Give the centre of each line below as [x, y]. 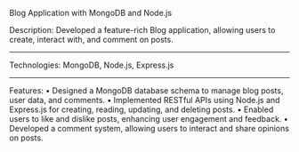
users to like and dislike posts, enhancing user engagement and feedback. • [149, 119]
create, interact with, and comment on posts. [91, 40]
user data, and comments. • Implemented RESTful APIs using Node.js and [145, 100]
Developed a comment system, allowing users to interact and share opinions [149, 128]
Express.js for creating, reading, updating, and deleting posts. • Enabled [141, 109]
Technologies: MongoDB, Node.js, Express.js [92, 65]
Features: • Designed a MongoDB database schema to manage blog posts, [146, 91]
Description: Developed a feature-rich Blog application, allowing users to [142, 30]
